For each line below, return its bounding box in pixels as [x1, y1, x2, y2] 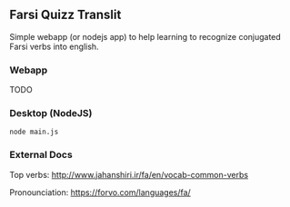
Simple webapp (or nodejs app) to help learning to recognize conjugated [9, 31, 282, 42]
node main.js [9, 127, 59, 137]
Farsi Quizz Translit [9, 7, 122, 23]
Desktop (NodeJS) [9, 107, 93, 120]
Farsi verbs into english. [9, 41, 99, 52]
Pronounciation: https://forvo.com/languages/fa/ [9, 186, 191, 198]
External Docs [9, 149, 73, 162]
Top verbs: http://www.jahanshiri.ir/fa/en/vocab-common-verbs [9, 169, 248, 180]
